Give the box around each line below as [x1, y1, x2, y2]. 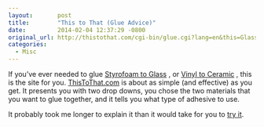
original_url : [8, 33, 55, 42]
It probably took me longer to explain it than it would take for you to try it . [8, 110, 244, 118]
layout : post [8, 11, 72, 20]
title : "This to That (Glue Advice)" [8, 19, 156, 27]
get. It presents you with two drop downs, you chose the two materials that [8, 86, 251, 95]
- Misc [15, 48, 37, 56]
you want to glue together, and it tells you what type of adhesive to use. [8, 95, 240, 103]
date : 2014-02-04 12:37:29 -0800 [8, 26, 146, 34]
